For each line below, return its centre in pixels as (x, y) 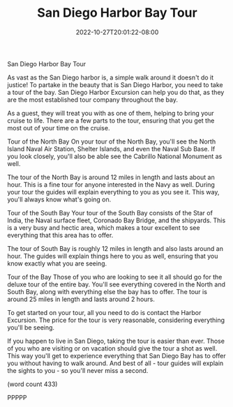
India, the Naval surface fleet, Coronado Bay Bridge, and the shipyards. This (116, 220)
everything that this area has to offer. (60, 235)
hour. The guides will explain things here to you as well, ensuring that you (113, 256)
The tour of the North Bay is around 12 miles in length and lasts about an (111, 177)
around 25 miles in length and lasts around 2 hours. (81, 299)
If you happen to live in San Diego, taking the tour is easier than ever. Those (116, 341)
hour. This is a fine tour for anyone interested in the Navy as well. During (111, 184)
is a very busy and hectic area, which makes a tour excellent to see (104, 227)
